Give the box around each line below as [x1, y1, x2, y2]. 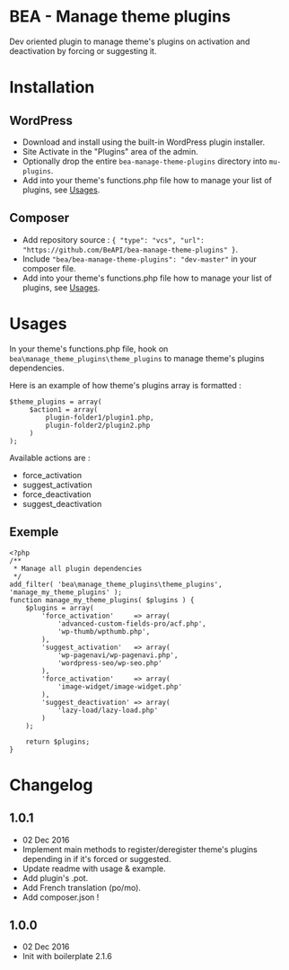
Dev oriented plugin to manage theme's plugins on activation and [9, 36, 250, 47]
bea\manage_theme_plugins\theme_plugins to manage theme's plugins [9, 352, 265, 363]
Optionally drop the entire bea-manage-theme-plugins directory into [22, 156, 267, 166]
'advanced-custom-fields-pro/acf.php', [57, 618, 206, 628]
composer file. [22, 263, 76, 273]
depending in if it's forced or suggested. [22, 853, 171, 864]
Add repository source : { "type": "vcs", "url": [22, 234, 205, 245]
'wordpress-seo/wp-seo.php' [57, 658, 163, 667]
